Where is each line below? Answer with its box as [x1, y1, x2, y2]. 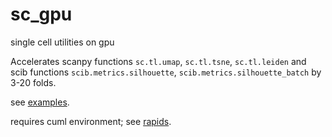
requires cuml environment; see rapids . [10, 115, 172, 127]
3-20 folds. [10, 76, 57, 88]
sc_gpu [10, 3, 73, 26]
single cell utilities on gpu [10, 36, 115, 48]
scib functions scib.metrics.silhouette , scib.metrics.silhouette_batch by [10, 66, 322, 78]
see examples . [10, 96, 70, 108]
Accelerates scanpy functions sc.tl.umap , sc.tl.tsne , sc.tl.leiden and [10, 55, 307, 67]
